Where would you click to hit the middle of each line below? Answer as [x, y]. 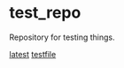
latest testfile [33, 54]
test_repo [45, 13]
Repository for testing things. [62, 37]
